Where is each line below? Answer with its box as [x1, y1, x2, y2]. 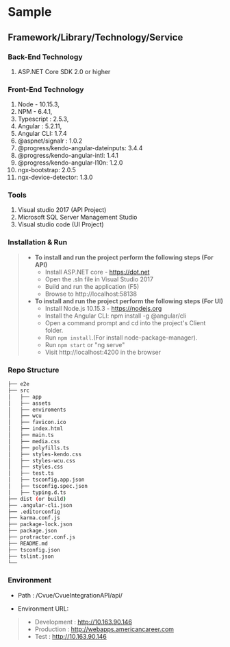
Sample [8, 4, 52, 20]
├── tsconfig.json [8, 546, 60, 553]
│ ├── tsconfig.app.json [8, 476, 85, 484]
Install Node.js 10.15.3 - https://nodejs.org [44, 304, 162, 312]
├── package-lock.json [8, 521, 73, 528]
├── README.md [8, 540, 49, 547]
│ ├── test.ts [8, 470, 54, 477]
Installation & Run [8, 237, 68, 247]
